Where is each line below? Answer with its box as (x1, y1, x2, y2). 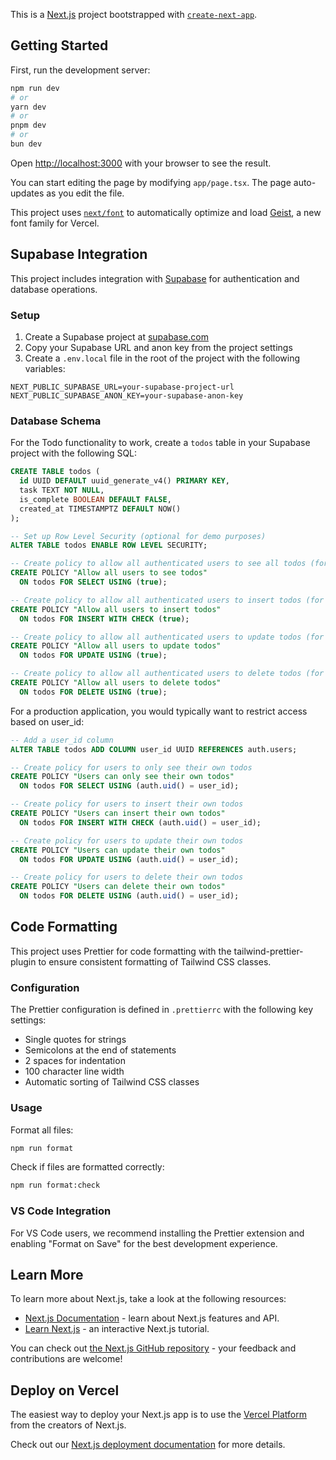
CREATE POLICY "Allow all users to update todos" (10, 641, 222, 651)
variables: (24, 363, 66, 375)
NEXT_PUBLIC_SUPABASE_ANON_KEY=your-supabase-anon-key (10, 391, 244, 401)
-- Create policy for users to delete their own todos (10, 872, 244, 883)
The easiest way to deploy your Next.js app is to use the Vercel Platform (10, 1409, 308, 1421)
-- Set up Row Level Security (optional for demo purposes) (10, 531, 267, 541)
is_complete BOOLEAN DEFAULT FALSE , (19, 494, 172, 504)
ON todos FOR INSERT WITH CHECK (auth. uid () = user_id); (19, 817, 262, 828)
